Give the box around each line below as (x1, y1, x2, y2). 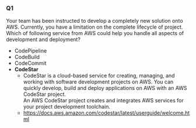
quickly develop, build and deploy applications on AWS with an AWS (23, 85, 188, 92)
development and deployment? (6, 36, 80, 43)
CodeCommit (14, 60, 47, 67)
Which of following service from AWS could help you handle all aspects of (6, 30, 184, 37)
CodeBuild (14, 54, 40, 61)
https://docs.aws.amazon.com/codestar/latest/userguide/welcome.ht (23, 109, 190, 116)
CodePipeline (14, 47, 47, 54)
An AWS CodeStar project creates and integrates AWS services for (23, 97, 184, 104)
